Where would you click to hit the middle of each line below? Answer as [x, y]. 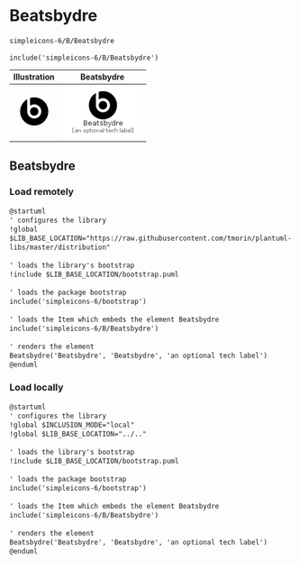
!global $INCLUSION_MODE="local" [72, 425]
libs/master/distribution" [60, 247]
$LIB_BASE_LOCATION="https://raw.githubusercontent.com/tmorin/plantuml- [151, 238]
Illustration [34, 77]
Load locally [36, 387]
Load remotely [42, 191]
